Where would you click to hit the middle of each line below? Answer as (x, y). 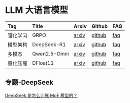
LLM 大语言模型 (37, 10)
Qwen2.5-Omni (50, 53)
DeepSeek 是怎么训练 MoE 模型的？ (41, 95)
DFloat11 (43, 63)
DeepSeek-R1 (49, 44)
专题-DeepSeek (29, 82)
